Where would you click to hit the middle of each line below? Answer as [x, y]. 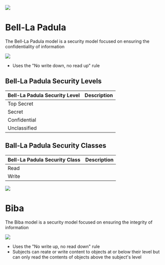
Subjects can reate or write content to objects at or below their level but [86, 252]
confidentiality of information [35, 46]
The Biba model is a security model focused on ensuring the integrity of [79, 222]
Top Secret [20, 104]
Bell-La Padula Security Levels [54, 81]
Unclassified [22, 128]
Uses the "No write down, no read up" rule [56, 65]
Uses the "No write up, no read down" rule [56, 246]
